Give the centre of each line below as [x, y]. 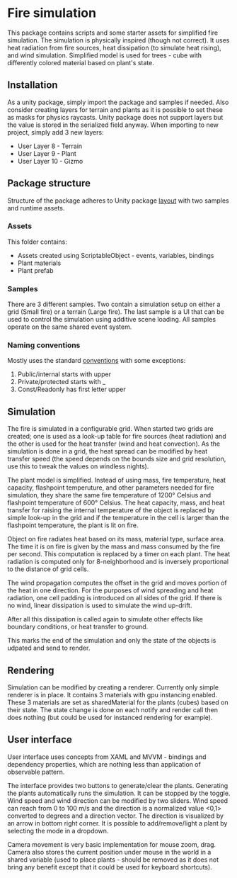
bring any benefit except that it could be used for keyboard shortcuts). [110, 867]
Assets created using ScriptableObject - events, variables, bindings [116, 255]
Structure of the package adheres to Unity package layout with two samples [118, 201]
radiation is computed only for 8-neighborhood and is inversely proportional [118, 562]
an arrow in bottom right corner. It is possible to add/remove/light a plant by [117, 823]
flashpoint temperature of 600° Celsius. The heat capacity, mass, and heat [116, 503]
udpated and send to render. [49, 648]
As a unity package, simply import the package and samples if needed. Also [118, 102]
